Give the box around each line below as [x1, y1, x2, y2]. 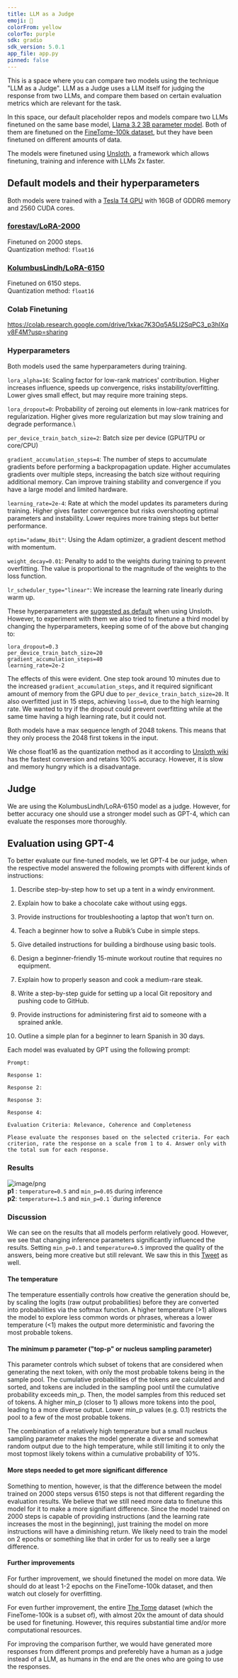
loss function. [7, 572, 47, 580]
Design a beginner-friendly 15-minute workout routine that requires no [17, 954, 223, 963]
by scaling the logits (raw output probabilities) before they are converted [7, 1298, 220, 1307]
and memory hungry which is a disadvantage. [7, 762, 141, 771]
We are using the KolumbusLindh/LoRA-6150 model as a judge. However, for [7, 801, 231, 811]
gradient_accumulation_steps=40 [7, 656, 103, 663]
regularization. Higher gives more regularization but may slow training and [7, 412, 224, 420]
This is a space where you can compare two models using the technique [7, 76, 220, 85]
